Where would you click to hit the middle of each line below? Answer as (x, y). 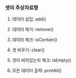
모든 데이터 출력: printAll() (37, 71)
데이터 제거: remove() (33, 30)
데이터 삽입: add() (29, 19)
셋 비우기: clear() (28, 50)
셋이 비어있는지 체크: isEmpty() (42, 60)
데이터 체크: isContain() (35, 40)
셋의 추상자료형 (22, 7)
